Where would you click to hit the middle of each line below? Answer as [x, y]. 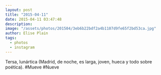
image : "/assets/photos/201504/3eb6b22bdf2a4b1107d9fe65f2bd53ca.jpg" [81, 29]
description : [19, 24]
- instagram [22, 47]
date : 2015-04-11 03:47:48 [33, 19]
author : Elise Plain [27, 33]
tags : [11, 38]
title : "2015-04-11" [27, 15]
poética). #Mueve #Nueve [32, 67]
